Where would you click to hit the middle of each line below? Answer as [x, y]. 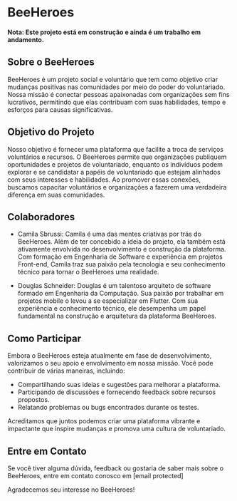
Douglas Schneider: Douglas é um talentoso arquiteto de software [114, 286]
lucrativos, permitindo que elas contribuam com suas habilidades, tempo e [117, 102]
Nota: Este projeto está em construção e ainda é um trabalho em [104, 32]
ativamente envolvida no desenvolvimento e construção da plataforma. [122, 249]
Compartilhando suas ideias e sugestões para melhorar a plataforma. [119, 385]
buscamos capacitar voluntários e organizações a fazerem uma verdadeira [117, 187]
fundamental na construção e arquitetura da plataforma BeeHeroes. [117, 316]
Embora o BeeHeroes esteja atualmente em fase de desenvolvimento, [110, 356]
